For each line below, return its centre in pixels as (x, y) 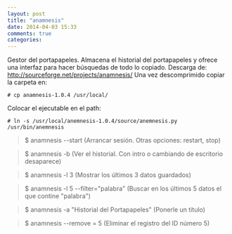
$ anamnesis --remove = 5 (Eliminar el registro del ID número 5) (117, 223)
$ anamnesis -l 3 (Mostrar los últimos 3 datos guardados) (108, 175)
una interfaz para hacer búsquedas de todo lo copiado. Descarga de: (107, 67)
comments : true (30, 33)
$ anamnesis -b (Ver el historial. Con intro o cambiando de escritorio (124, 154)
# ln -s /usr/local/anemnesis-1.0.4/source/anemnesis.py (92, 121)
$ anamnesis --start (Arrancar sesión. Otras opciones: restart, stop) (123, 141)
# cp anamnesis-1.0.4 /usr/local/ (58, 96)
